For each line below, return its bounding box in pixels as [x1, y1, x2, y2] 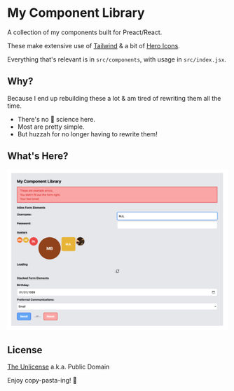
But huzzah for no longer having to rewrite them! [17, 129, 158, 138]
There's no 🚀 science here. [17, 115, 96, 123]
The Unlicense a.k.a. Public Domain [7, 362, 110, 371]
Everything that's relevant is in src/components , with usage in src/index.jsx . [7, 55, 226, 64]
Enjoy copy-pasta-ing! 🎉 [7, 376, 77, 385]
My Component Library [7, 5, 145, 21]
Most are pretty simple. [17, 122, 85, 131]
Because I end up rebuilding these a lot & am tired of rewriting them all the [7, 94, 221, 102]
